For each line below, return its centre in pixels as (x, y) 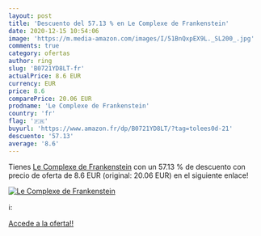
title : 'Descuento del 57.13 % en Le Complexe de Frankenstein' (119, 23)
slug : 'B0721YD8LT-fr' (46, 69)
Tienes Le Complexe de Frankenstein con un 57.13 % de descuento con (127, 166)
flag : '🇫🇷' (28, 121)
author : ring (30, 61)
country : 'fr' (32, 114)
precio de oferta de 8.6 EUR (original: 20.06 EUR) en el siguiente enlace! (128, 175)
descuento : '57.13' (41, 136)
